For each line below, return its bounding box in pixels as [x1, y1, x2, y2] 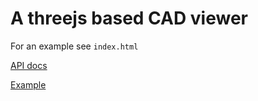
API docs [10, 59, 48, 71]
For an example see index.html [10, 40, 139, 52]
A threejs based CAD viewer [10, 7, 248, 30]
